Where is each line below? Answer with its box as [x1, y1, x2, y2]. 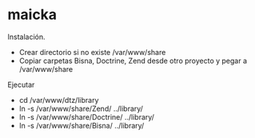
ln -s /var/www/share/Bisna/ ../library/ [18, 120, 145, 130]
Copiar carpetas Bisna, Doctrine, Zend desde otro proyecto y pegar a [18, 56, 248, 65]
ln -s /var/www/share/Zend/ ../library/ [18, 104, 143, 113]
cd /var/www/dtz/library [18, 95, 99, 104]
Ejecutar [7, 80, 35, 89]
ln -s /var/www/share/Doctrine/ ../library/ [18, 112, 155, 121]
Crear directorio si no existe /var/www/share [18, 47, 166, 57]
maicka [7, 6, 58, 24]
